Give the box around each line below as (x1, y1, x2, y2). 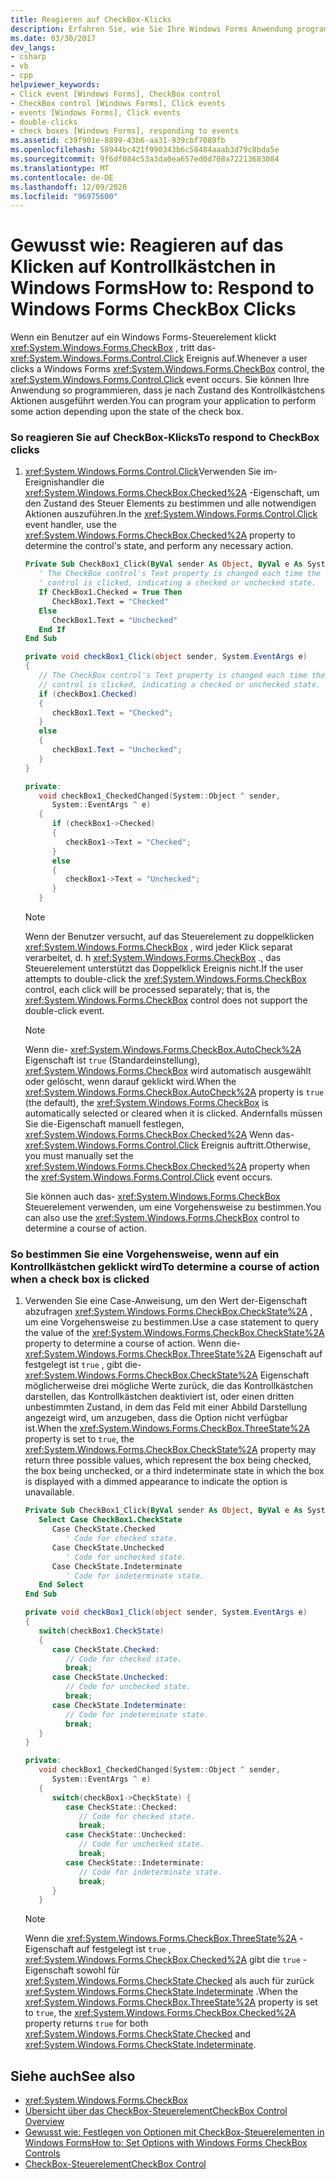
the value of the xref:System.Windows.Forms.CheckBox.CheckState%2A (24, 1327, 325, 1339)
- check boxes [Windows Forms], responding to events (10, 126, 240, 136)
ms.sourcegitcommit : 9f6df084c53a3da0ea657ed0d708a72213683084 (10, 154, 280, 164)
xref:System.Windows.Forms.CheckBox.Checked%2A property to (24, 529, 296, 541)
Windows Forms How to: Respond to (10, 277, 315, 300)
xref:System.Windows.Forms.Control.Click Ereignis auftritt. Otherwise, (24, 1139, 311, 1151)
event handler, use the (24, 519, 117, 531)
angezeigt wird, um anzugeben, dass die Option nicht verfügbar (24, 1412, 289, 1424)
